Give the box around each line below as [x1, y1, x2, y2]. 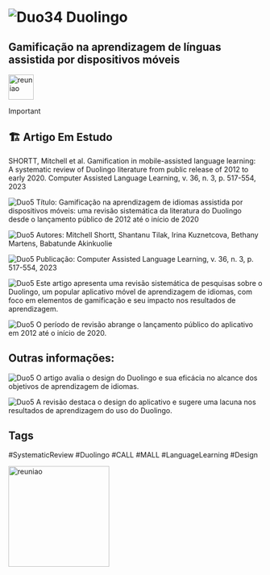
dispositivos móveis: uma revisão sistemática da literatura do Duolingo [8, 205, 242, 215]
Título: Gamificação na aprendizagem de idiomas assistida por [35, 197, 243, 207]
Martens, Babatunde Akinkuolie [8, 238, 113, 248]
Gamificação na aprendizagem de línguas [8, 40, 222, 54]
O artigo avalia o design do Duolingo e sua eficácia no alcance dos [35, 373, 258, 383]
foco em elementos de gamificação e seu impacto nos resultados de [8, 295, 236, 305]
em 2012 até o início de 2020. [8, 328, 107, 337]
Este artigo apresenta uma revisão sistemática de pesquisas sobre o [35, 278, 263, 287]
